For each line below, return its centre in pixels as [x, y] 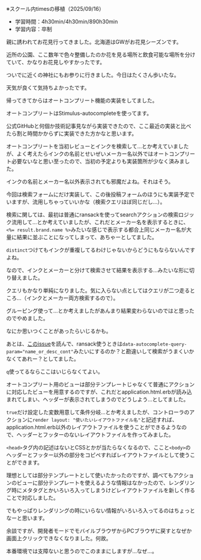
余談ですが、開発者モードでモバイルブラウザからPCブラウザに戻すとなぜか [99, 531]
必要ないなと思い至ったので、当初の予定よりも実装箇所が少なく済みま [98, 161]
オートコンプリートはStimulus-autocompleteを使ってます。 [79, 113]
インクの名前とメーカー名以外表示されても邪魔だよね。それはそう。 [90, 181]
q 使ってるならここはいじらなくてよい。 [55, 372]
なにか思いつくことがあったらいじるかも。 [59, 331]
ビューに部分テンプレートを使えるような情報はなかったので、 [93, 483]
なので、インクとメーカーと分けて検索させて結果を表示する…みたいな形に [98, 270]
